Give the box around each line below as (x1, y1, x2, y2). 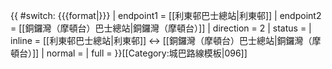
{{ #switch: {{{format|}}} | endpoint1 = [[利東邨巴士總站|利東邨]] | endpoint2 (10, 10, 322, 21)
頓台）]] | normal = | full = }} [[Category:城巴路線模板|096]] (10, 47, 248, 59)
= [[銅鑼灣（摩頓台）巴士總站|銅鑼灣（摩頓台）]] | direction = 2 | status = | (10, 22, 312, 34)
